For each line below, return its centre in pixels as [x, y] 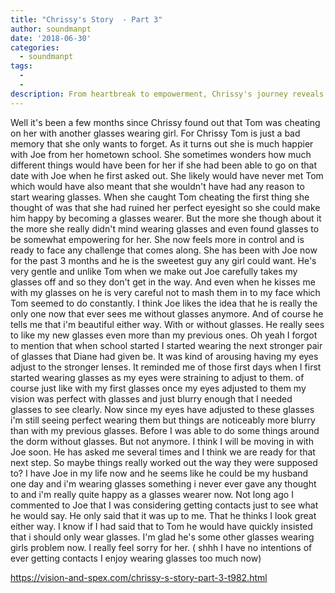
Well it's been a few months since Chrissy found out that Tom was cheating [165, 122]
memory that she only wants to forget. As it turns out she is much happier [162, 143]
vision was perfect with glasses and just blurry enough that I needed [151, 398]
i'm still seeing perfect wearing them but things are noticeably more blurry [163, 420]
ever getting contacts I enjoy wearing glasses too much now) [136, 558]
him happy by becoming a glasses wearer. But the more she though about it [166, 218]
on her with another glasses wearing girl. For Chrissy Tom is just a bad [155, 133]
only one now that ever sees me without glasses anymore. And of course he [167, 313]
